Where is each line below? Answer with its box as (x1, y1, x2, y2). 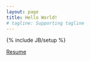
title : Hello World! (6, 14, 58, 21)
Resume (6, 48, 27, 56)
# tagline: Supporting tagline (6, 20, 85, 26)
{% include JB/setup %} (6, 37, 66, 44)
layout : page (6, 8, 39, 15)
